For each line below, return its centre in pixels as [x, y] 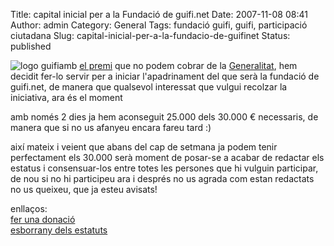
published [31, 46]
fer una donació [43, 219]
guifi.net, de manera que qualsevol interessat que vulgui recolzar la [149, 87]
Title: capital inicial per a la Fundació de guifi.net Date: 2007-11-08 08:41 [159, 14]
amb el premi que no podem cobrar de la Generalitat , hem [178, 65]
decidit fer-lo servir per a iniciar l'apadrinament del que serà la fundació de [165, 76]
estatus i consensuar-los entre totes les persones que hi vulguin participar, [164, 168]
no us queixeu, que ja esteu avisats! [84, 189]
